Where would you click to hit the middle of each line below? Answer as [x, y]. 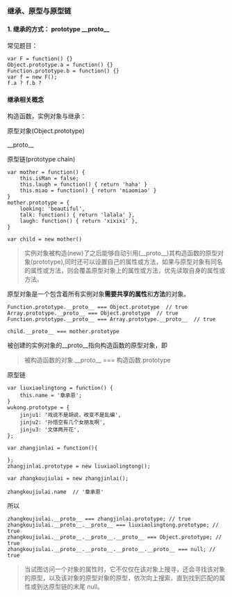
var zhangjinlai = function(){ [52, 448]
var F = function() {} [40, 59]
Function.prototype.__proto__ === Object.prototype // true [98, 308]
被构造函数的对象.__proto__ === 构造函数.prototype [98, 360]
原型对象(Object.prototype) [46, 131]
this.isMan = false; [49, 179]
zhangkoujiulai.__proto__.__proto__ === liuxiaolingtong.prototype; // [113, 525]
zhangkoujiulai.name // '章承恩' [56, 492]
